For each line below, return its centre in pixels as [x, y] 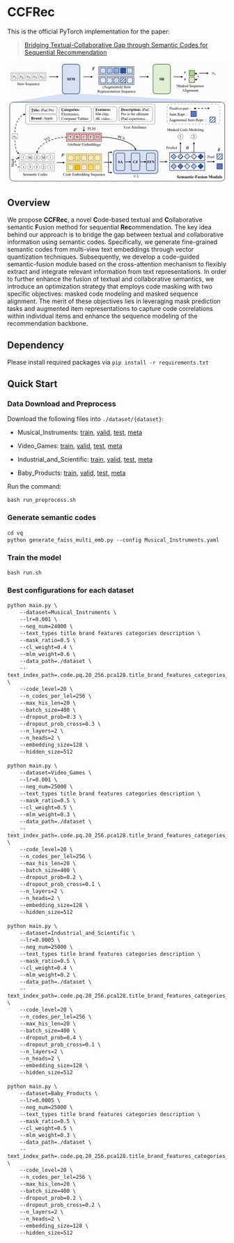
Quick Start [32, 384]
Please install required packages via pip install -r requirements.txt [108, 362]
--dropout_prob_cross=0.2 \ [60, 1205]
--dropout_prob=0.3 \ [51, 717]
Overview [29, 203]
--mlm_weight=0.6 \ [48, 655]
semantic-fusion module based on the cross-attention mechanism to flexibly [117, 264]
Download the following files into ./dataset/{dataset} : [85, 419]
